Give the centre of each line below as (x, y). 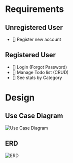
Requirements (35, 9)
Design (20, 97)
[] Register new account (37, 39)
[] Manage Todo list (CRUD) (40, 72)
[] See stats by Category (37, 78)
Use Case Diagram (34, 116)
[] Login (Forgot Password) (40, 67)
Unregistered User (34, 28)
